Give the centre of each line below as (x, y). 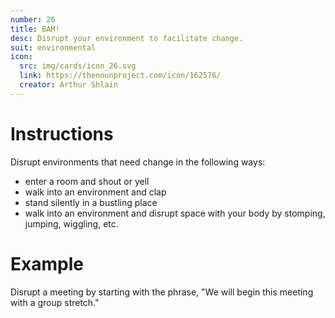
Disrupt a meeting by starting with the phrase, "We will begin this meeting (162, 292)
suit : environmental (53, 47)
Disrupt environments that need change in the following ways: (138, 162)
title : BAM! (35, 29)
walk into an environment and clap (95, 192)
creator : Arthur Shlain (68, 85)
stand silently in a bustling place (91, 202)
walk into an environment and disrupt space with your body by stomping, (175, 213)
